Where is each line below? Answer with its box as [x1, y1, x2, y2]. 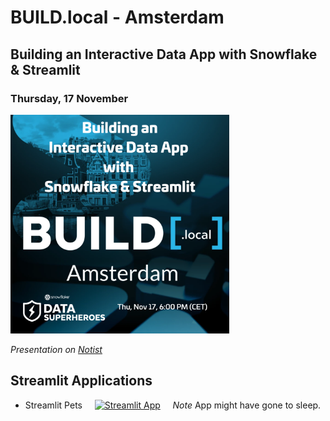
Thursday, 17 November [10, 91, 129, 105]
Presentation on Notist [10, 343, 103, 355]
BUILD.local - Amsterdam [10, 6, 225, 29]
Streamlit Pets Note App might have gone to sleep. [24, 399, 322, 411]
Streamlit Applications [10, 372, 153, 390]
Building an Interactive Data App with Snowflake [10, 46, 318, 63]
